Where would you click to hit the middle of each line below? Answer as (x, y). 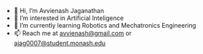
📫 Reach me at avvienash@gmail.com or (72, 33)
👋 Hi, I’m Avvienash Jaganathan (59, 11)
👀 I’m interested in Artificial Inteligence (69, 18)
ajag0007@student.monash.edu (60, 43)
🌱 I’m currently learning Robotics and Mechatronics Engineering (105, 25)
